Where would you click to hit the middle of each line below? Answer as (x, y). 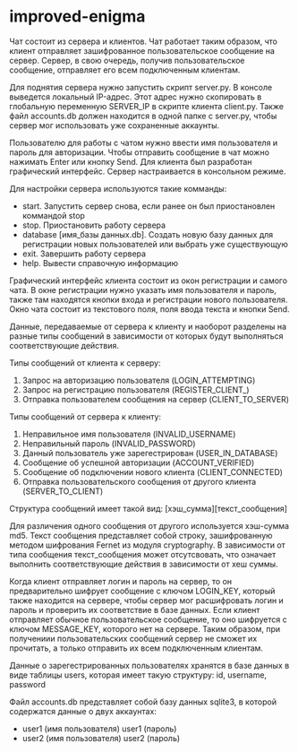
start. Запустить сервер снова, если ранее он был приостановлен (149, 206)
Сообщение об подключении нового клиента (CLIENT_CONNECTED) (153, 471)
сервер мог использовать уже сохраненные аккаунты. (115, 125)
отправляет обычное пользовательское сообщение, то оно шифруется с (149, 619)
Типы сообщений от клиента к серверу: (85, 363)
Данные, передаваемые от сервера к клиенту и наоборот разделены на (148, 326)
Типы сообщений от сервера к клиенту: (85, 416)
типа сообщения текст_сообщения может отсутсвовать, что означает (143, 554)
